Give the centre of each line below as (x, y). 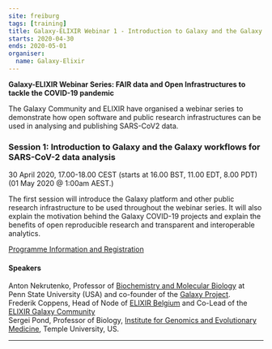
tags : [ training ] (38, 24)
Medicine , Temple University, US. (64, 329)
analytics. (24, 234)
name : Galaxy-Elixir (50, 62)
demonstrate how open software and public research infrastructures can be (135, 117)
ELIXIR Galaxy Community (52, 312)
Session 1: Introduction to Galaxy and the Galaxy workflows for (134, 147)
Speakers (25, 268)
